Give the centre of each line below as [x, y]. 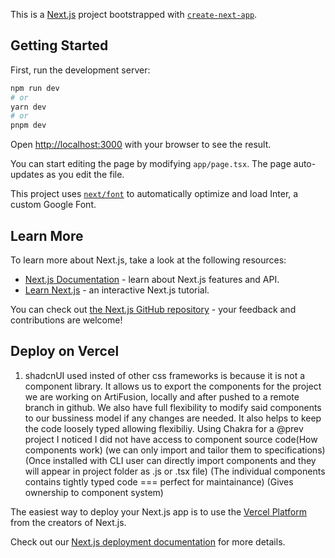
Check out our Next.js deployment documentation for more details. [148, 541]
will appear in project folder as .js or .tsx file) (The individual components [175, 471]
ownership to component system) [94, 492]
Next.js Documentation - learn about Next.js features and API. [152, 279]
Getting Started [59, 45]
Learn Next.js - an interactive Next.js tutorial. [117, 290]
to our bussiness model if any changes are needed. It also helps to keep [173, 418]
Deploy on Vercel [65, 351]
